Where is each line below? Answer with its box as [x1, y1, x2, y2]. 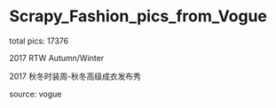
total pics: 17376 [9, 35, 69, 46]
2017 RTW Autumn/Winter [9, 52, 105, 63]
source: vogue [9, 89, 62, 99]
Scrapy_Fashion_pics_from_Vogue [9, 6, 268, 27]
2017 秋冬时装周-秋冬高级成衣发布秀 [9, 71, 142, 81]
